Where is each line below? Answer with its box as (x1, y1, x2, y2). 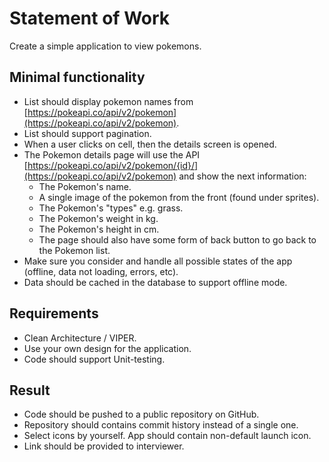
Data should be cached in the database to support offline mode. (23, 276, 288, 288)
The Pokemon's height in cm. (38, 223, 160, 235)
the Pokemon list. (38, 244, 111, 256)
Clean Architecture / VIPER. (23, 332, 137, 344)
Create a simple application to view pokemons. (9, 40, 202, 52)
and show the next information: (178, 170, 307, 182)
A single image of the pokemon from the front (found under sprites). (38, 191, 320, 203)
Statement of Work (9, 7, 171, 30)
